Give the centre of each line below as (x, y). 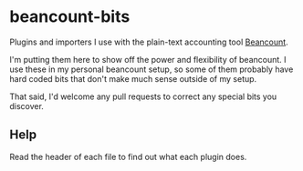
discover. (26, 106)
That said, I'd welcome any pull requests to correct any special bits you (143, 96)
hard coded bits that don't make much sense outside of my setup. (133, 78)
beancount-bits (70, 17)
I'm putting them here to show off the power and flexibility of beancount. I (148, 59)
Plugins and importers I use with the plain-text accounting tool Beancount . (149, 42)
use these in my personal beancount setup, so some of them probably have (151, 69)
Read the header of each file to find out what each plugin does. (128, 156)
